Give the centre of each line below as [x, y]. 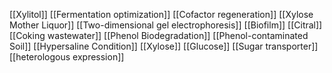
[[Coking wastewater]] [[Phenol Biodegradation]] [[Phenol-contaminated [159, 35]
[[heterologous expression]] [67, 57]
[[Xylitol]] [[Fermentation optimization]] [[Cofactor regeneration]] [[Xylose [161, 14]
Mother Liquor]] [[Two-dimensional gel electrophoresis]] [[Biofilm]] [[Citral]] [166, 25]
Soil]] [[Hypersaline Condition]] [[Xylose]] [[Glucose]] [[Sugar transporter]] [164, 46]
